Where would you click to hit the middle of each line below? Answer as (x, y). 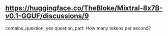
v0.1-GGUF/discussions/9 (47, 16)
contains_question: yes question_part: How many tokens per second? (78, 28)
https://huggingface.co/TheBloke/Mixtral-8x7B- (84, 8)
